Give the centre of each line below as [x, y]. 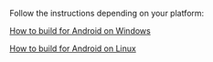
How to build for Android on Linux [73, 48]
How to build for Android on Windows [80, 31]
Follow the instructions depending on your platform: [107, 13]
